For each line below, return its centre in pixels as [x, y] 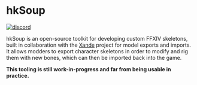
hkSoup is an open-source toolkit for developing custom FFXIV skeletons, [97, 38]
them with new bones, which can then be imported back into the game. [94, 57]
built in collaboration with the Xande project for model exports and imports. [99, 45]
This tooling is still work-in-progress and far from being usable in [89, 69]
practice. [18, 75]
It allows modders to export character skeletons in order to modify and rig [97, 51]
